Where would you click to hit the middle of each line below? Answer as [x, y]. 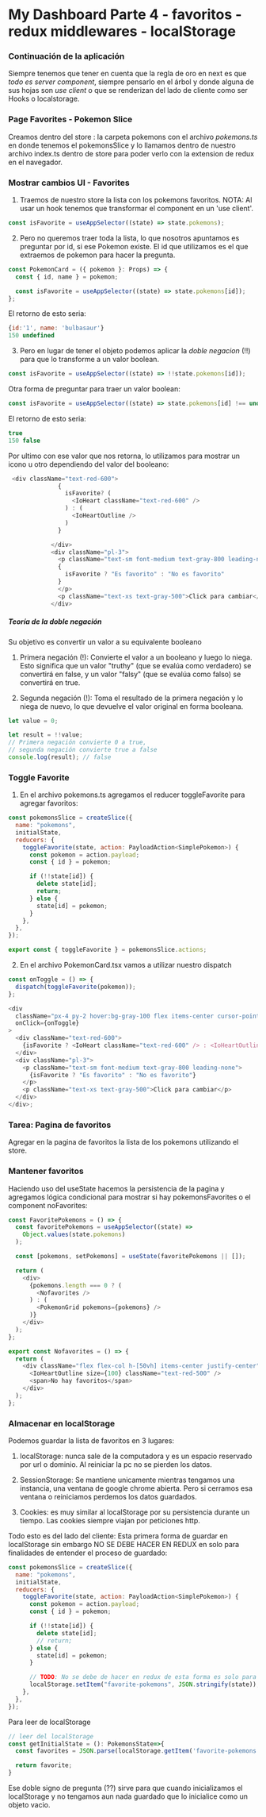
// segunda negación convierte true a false [83, 750]
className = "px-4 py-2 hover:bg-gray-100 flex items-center [115, 1016]
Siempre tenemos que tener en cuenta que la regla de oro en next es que [127, 74]
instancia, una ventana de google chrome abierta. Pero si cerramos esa [136, 1488]
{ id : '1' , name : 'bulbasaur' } [56, 328]
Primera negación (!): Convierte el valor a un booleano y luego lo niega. [136, 657]
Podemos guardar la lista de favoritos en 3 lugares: [91, 1440]
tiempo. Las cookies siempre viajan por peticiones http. [110, 1520]
